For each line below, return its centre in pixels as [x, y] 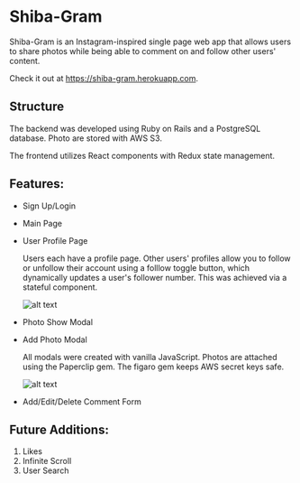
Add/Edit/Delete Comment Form [82, 401]
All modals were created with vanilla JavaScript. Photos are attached [150, 357]
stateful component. [60, 287]
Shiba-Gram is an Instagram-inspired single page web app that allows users [150, 42]
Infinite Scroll [47, 461]
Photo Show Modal [57, 321]
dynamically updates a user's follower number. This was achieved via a [155, 277]
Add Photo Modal [55, 339]
